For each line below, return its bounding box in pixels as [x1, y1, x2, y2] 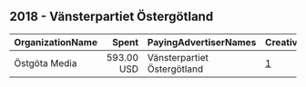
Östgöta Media [14, 56, 77, 69]
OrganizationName [14, 35, 98, 48]
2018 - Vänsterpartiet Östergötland [9, 9, 214, 24]
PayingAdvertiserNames [147, 35, 257, 48]
